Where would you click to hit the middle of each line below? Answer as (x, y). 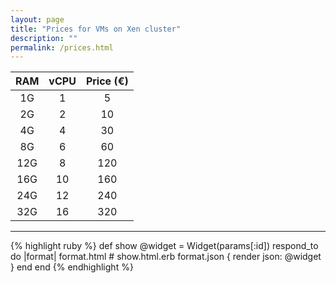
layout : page (37, 19)
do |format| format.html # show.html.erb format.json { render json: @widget (166, 257)
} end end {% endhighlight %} (72, 267)
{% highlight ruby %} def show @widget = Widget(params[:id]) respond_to (164, 246)
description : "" (44, 38)
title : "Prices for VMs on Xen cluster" (96, 29)
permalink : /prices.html (62, 47)
